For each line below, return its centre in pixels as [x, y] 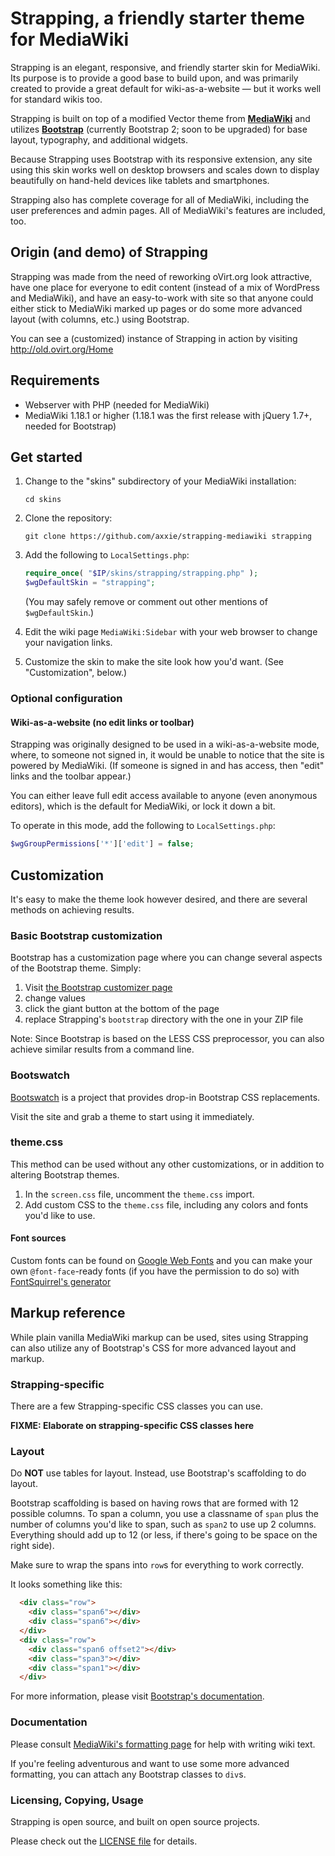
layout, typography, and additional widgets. [99, 139]
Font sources [38, 1238]
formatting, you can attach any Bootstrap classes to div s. [128, 1774]
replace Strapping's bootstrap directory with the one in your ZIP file [164, 1019]
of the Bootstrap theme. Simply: [76, 968]
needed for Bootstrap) [70, 426]
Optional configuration [66, 699]
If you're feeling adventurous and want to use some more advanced [150, 1763]
